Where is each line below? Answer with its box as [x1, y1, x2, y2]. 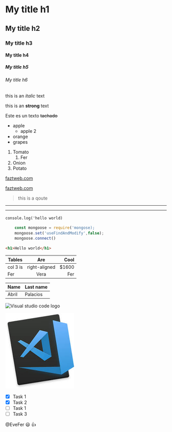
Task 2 [12, 399, 27, 405]
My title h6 [5, 77, 28, 83]
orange [12, 133, 28, 140]
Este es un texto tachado [5, 112, 58, 119]
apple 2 [20, 128, 37, 134]
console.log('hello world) [5, 215, 63, 221]
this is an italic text [5, 92, 45, 99]
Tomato [12, 149, 29, 155]
